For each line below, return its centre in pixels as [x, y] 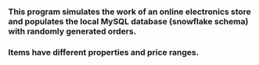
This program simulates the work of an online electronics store [130, 12]
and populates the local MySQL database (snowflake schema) [128, 21]
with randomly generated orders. [72, 31]
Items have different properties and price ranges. [104, 52]
